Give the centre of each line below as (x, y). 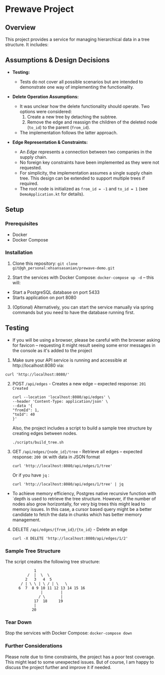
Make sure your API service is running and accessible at (70, 360)
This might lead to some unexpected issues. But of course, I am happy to (80, 662)
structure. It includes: (27, 45)
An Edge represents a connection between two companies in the (86, 152)
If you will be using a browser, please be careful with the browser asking (86, 340)
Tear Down (19, 622)
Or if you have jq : (31, 475)
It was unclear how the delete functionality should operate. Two (85, 106)
